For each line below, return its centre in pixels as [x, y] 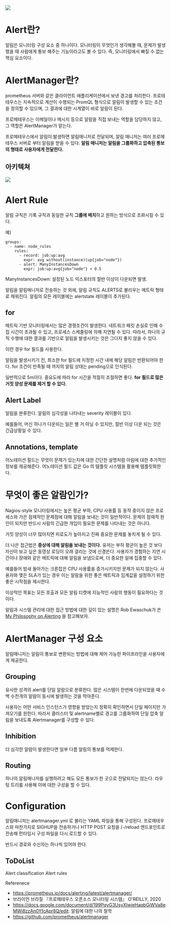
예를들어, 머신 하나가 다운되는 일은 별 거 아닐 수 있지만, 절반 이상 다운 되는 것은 [83, 424]
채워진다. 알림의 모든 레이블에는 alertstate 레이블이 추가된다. [71, 296]
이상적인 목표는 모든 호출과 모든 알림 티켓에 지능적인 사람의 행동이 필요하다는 [82, 592]
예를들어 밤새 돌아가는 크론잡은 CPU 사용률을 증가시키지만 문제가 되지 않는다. [82, 569]
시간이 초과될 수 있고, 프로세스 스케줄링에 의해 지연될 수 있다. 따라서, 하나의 [85, 332]
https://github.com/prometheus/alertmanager [60, 917]
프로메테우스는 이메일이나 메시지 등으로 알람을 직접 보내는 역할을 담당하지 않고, [84, 119]
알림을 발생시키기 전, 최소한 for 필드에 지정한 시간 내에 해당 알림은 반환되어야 [82, 360]
